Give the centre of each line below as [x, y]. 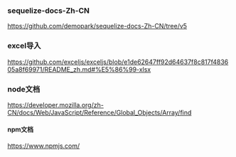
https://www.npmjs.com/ [44, 146]
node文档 [24, 89]
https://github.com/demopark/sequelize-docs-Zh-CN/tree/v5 [97, 26]
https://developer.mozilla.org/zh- [56, 104]
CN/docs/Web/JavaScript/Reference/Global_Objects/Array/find [100, 112]
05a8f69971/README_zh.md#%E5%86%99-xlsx [79, 69]
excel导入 [24, 46]
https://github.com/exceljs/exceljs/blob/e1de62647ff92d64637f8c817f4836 [118, 62]
